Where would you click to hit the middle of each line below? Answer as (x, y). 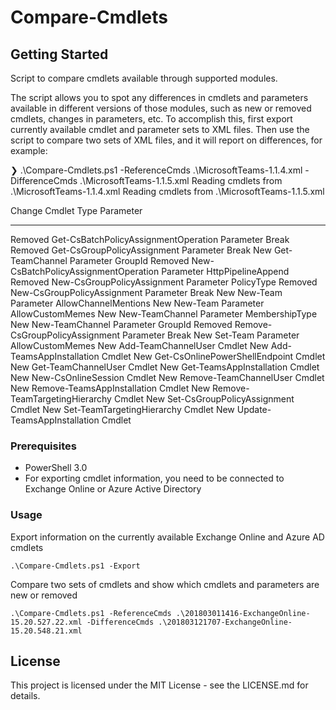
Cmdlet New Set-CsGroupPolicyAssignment (204, 399)
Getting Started (59, 54)
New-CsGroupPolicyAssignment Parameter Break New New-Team (146, 292)
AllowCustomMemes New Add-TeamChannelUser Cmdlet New (139, 345)
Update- (254, 409)
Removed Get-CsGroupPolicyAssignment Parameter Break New (141, 250)
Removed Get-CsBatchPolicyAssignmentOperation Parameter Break (150, 239)
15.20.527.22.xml (46, 622)
